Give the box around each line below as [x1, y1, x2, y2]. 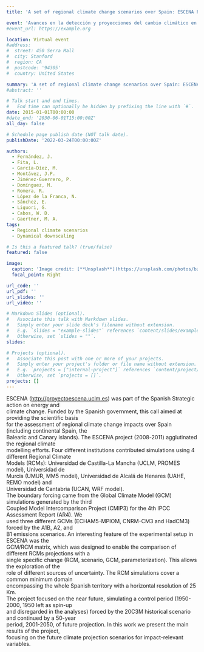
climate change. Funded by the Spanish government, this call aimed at [6, 408, 182, 415]
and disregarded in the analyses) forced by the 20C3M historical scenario [6, 608, 191, 615]
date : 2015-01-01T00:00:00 [6, 109, 75, 115]
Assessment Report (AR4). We [6, 511, 83, 518]
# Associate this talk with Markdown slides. [6, 317, 129, 323]
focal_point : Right [12, 272, 61, 278]
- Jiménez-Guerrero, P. [12, 176, 72, 182]
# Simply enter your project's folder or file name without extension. [6, 361, 197, 368]
